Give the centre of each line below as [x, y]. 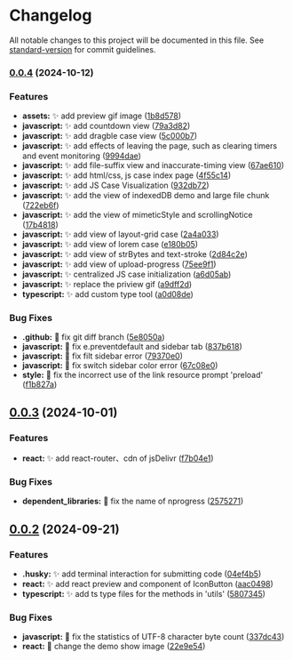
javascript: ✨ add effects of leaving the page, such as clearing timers [150, 146]
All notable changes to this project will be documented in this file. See [137, 40]
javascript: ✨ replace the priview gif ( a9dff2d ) [107, 285]
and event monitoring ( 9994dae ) [82, 156]
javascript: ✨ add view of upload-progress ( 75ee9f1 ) [119, 264]
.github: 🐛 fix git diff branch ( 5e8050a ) [94, 337]
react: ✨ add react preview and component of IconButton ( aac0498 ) [147, 584]
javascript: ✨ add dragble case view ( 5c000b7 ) [110, 136]
